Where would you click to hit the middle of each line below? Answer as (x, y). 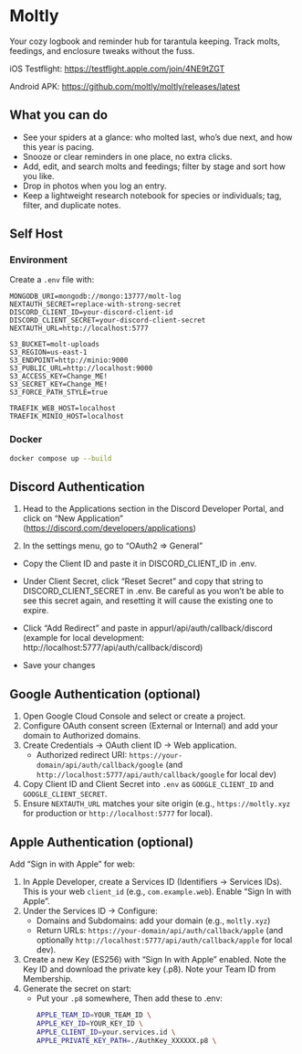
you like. (38, 176)
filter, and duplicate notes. (72, 205)
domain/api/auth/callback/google (100, 766)
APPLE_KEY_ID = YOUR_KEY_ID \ (89, 1023)
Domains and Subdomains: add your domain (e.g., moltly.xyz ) (153, 921)
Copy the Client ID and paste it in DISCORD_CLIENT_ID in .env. (140, 564)
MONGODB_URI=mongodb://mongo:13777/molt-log (95, 297)
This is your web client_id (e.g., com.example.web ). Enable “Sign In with (157, 891)
